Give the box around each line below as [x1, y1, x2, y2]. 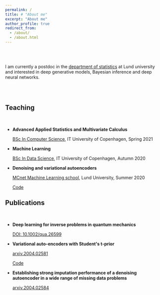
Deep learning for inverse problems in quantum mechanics [12, 221, 136, 227]
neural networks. [5, 74, 40, 80]
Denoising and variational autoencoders [12, 165, 97, 171]
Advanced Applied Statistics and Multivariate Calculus [12, 126, 128, 132]
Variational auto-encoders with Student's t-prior [12, 241, 115, 247]
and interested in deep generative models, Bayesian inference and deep [5, 69, 152, 75]
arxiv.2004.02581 [12, 250, 48, 256]
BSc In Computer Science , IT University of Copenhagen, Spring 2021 [12, 136, 153, 142]
